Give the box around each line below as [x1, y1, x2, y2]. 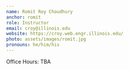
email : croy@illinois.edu [6, 25, 70, 31]
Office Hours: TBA [6, 58, 51, 65]
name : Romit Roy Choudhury [6, 8, 73, 15]
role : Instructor [6, 20, 49, 26]
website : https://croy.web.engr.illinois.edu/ [6, 31, 124, 37]
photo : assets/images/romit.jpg [6, 36, 86, 42]
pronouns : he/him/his [6, 42, 60, 48]
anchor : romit [6, 14, 42, 20]
